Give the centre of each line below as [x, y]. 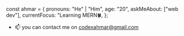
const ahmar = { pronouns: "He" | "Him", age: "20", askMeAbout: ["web [92, 9]
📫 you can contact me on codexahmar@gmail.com [76, 27]
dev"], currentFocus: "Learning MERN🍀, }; [57, 15]
